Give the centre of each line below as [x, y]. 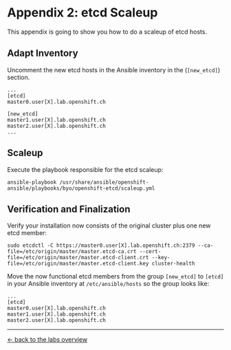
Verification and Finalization [69, 209]
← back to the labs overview [47, 340]
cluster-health [173, 264]
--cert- [150, 252]
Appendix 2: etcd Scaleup [82, 13]
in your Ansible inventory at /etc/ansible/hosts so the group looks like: [108, 284]
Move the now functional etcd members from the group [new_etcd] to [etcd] [115, 276]
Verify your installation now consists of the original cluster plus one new [109, 226]
